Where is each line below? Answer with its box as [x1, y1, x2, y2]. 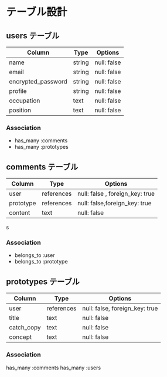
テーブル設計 [6, 5, 67, 19]
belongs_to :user [14, 252, 55, 259]
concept [9, 333, 32, 341]
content [9, 209, 30, 217]
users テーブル [6, 31, 60, 41]
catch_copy [9, 323, 41, 332]
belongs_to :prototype [14, 258, 69, 265]
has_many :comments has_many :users [6, 364, 101, 371]
